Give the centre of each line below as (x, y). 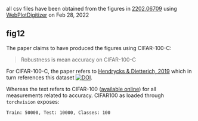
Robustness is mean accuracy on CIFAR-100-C (78, 60)
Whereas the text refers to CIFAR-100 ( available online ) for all (81, 89)
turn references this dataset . (49, 77)
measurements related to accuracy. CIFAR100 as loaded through (85, 95)
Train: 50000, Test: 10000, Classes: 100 (58, 113)
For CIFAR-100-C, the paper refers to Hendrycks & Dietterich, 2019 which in (99, 71)
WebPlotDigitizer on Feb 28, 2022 (48, 15)
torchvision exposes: (33, 101)
